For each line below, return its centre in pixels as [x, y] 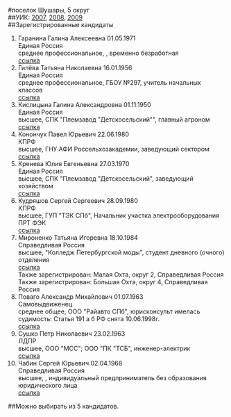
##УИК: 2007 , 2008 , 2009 [45, 17]
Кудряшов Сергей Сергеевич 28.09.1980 [78, 201]
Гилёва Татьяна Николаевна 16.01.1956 [75, 68]
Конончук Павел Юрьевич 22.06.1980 [73, 134]
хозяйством [36, 186]
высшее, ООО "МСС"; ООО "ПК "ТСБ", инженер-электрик [104, 348]
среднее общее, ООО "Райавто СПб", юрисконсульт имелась [109, 311]
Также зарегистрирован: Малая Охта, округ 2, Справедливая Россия [121, 275]
